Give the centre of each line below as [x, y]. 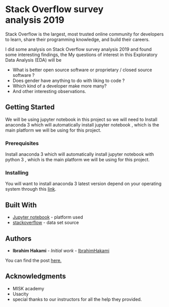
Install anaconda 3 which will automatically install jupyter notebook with [79, 154]
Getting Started [30, 107]
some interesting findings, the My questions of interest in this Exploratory [81, 55]
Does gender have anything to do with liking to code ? [69, 80]
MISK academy [28, 288]
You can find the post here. [34, 260]
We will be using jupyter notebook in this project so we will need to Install [81, 119]
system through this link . [31, 189]
